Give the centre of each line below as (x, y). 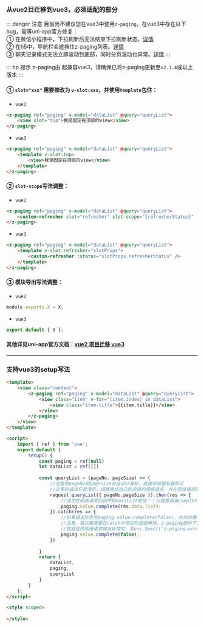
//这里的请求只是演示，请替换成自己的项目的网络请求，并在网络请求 (122, 489)
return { (50, 557)
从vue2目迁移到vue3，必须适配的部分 (62, 9)
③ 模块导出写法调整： (35, 282)
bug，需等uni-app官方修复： (42, 32)
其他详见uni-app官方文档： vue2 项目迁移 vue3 (65, 344)
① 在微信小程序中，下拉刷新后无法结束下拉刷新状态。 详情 (80, 39)
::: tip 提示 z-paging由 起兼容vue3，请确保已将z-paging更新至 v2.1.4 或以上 (100, 67)
